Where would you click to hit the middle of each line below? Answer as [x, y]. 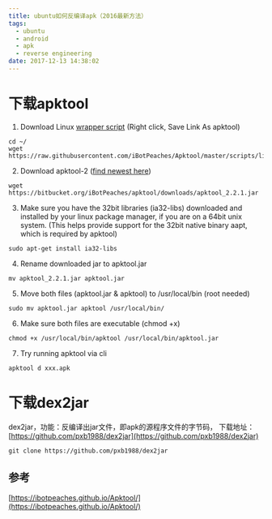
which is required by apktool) [68, 234]
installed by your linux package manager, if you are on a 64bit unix [131, 217]
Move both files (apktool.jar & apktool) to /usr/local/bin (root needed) [135, 294]
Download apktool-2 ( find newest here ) [85, 170]
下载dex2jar [49, 403]
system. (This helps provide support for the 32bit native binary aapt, [134, 225]
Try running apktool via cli [64, 353]
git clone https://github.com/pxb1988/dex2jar [88, 451]
